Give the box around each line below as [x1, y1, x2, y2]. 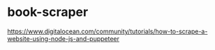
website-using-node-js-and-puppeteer [7, 34, 120, 42]
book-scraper [7, 4, 89, 20]
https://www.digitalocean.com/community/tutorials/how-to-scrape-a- [7, 27, 208, 35]
